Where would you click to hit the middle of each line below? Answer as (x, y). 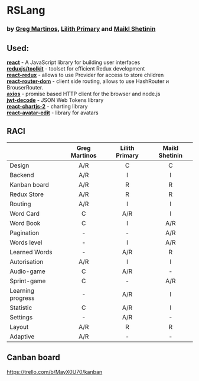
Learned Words (31, 252)
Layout (19, 326)
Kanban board (29, 184)
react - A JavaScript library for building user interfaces (74, 62)
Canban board (34, 358)
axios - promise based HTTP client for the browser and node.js (84, 94)
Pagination (25, 233)
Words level (26, 242)
